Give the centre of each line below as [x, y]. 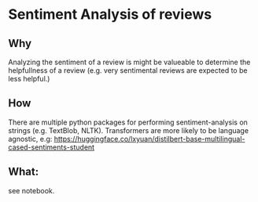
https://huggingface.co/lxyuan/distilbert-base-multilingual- [149, 139]
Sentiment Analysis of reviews [110, 14]
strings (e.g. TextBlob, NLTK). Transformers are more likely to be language [129, 130]
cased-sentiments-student [52, 147]
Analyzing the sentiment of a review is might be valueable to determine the [129, 62]
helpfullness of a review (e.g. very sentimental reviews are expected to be [128, 70]
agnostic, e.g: [30, 139]
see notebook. [31, 190]
